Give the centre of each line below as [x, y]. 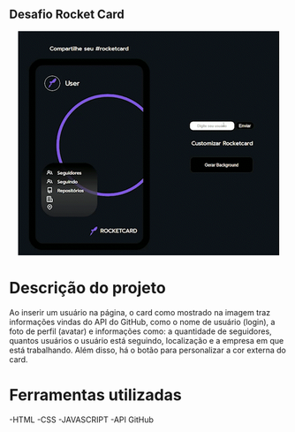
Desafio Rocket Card [67, 15]
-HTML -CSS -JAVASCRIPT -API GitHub [82, 420]
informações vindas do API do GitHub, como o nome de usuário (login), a [142, 322]
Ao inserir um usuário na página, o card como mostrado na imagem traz [140, 312]
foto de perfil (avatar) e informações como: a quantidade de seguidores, [140, 331]
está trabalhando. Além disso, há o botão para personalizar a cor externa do [148, 350]
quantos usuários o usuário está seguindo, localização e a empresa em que [147, 340]
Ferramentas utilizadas [96, 394]
